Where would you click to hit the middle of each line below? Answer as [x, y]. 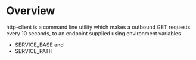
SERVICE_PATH [34, 51]
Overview [31, 11]
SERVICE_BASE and [39, 45]
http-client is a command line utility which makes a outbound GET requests [98, 27]
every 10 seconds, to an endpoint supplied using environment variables [94, 33]
